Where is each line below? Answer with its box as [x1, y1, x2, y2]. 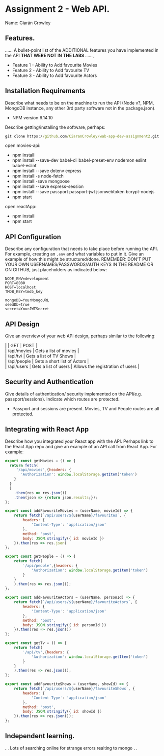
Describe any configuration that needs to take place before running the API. [5, 246, 158, 252]
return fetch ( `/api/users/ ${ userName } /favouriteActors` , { [14, 600, 137, 605]
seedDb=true [5, 302, 29, 307]
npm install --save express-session [12, 183, 84, 189]
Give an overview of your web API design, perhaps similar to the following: [5, 333, 156, 339]
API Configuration [5, 233, 61, 241]
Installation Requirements [5, 87, 86, 95]
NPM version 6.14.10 [12, 114, 53, 120]
